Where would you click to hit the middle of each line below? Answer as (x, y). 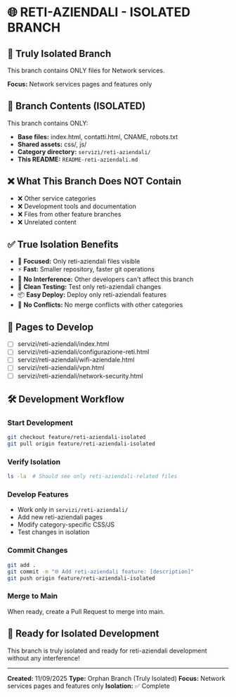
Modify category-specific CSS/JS (66, 525)
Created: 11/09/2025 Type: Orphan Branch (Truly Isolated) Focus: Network (117, 678)
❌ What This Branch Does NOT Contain (94, 181)
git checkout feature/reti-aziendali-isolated (77, 437)
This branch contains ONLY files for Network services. (86, 70)
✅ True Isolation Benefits (63, 244)
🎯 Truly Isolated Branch (59, 53)
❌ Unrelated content (47, 222)
